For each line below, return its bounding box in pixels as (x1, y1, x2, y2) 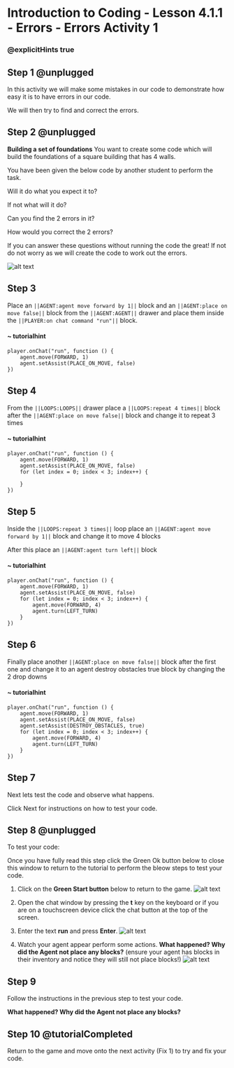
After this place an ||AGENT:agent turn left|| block (7, 545, 157, 554)
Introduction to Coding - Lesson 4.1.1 (7, 5, 224, 21)
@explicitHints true (7, 45, 75, 55)
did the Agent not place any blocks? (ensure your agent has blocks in (17, 948, 220, 957)
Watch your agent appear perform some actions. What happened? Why (17, 941, 226, 949)
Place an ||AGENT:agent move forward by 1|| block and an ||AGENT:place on (7, 301, 228, 310)
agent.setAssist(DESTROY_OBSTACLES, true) (20, 722, 145, 729)
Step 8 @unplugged (7, 824, 96, 836)
